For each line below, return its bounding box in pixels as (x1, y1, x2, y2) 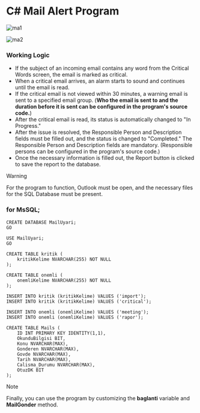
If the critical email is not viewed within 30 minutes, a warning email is (14, 90, 188, 98)
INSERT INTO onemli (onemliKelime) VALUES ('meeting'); (6, 309, 149, 315)
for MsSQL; (6, 206, 40, 214)
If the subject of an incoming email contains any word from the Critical (14, 65, 189, 72)
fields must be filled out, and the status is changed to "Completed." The (14, 135, 192, 142)
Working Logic (6, 51, 50, 59)
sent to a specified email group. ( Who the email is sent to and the (14, 96, 178, 104)
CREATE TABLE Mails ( (6, 324, 61, 331)
